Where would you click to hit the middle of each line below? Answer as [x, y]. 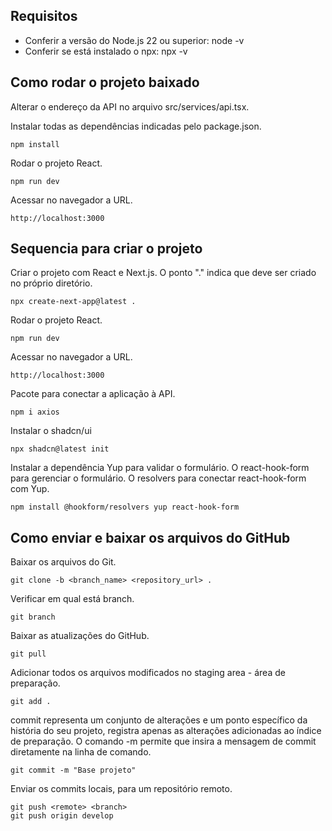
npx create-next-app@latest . [73, 302]
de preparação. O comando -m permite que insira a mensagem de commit [163, 741]
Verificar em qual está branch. [72, 599]
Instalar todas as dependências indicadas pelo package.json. [136, 126]
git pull [28, 654]
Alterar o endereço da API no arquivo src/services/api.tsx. [130, 106]
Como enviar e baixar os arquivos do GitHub [150, 537]
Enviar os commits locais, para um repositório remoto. [121, 789]
